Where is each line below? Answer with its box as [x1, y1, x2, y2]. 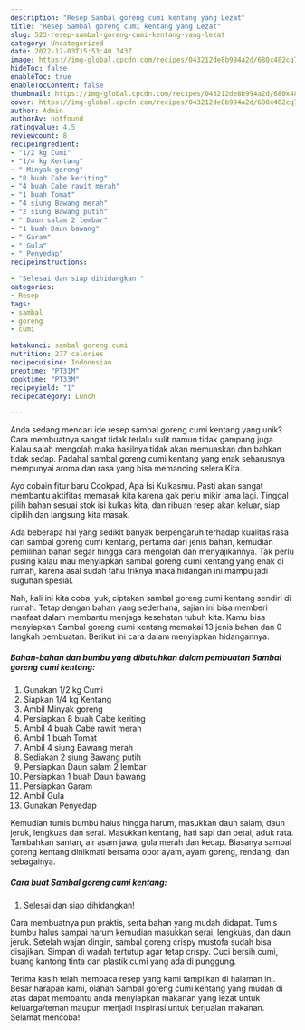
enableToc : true [10, 73, 71, 82]
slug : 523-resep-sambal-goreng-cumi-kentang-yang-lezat [10, 30, 225, 39]
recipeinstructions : [10, 257, 89, 267]
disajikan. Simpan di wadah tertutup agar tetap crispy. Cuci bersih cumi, [10, 947, 279, 957]
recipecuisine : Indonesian [10, 358, 112, 367]
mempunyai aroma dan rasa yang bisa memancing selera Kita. [10, 463, 243, 474]
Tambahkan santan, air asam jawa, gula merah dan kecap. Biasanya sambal [10, 837, 292, 848]
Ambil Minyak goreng [23, 704, 103, 714]
